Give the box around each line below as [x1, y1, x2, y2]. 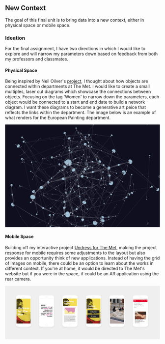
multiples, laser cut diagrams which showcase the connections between [5, 88, 151, 95]
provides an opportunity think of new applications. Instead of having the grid [5, 255, 160, 261]
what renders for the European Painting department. [5, 115, 111, 121]
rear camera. [5, 276, 31, 282]
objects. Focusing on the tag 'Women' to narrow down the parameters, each [5, 94, 160, 100]
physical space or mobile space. [5, 22, 71, 28]
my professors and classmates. [5, 56, 69, 62]
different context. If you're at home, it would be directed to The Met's [5, 265, 145, 271]
